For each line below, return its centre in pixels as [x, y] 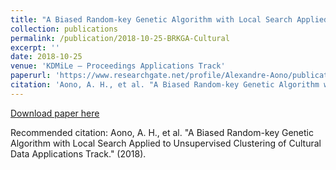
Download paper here [55, 113]
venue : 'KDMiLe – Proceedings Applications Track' [118, 66]
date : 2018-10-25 [46, 57]
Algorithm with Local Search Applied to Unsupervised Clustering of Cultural [166, 143]
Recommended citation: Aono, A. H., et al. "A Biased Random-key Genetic [162, 132]
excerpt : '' [35, 47]
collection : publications [64, 29]
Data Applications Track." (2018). [78, 153]
